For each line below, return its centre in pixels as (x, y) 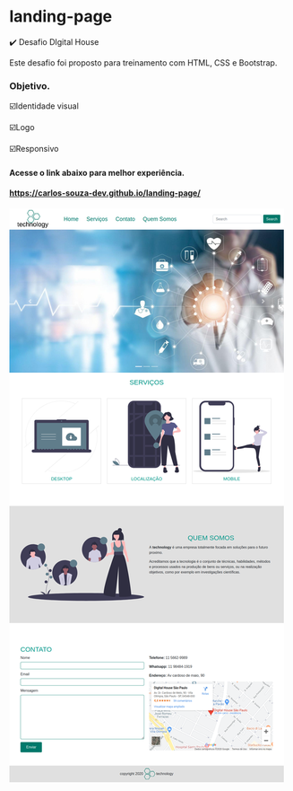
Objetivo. (30, 85)
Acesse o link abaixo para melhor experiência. (97, 172)
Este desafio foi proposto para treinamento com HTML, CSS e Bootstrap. (143, 62)
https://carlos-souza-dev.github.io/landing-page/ (105, 193)
